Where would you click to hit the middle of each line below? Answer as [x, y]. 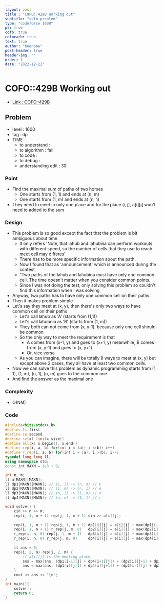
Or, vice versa [41, 353]
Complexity [19, 391]
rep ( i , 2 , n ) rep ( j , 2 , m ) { [43, 552]
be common [31, 332]
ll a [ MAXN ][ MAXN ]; [24, 480]
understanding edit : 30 [43, 166]
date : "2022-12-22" [25, 64]
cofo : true [16, 32]
